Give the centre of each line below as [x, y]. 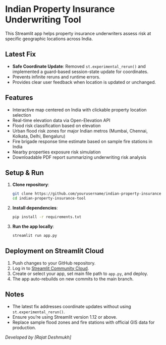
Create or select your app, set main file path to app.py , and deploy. [80, 274]
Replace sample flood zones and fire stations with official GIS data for [83, 322]
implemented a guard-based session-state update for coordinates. [80, 71]
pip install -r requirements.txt [47, 217]
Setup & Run [25, 172]
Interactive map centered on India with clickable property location [80, 110]
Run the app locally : [33, 226]
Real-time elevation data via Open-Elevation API [61, 120]
